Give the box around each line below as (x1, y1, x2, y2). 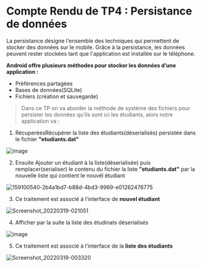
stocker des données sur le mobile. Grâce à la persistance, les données (6, 44, 185, 51)
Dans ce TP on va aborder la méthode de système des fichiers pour (21, 104, 190, 111)
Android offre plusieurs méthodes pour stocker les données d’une (6, 62, 177, 69)
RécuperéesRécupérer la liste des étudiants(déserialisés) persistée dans (15, 129, 196, 136)
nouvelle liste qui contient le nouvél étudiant (15, 171, 126, 179)
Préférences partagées (15, 80, 73, 87)
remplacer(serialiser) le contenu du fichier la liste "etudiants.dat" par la (15, 165, 195, 173)
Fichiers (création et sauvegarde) (15, 93, 98, 100)
